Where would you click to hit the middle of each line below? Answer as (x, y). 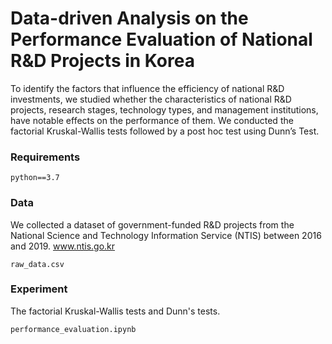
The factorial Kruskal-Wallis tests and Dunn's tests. (115, 311)
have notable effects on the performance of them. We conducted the (152, 120)
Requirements (45, 157)
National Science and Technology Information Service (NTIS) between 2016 (166, 235)
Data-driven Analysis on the (129, 18)
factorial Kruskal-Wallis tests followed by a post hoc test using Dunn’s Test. (165, 131)
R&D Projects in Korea (102, 61)
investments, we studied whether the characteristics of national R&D (151, 99)
